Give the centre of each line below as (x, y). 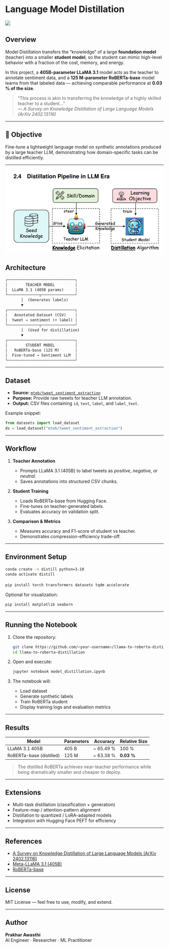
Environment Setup (36, 557)
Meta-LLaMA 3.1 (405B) (37, 864)
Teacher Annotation (34, 461)
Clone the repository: (34, 637)
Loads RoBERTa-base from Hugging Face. (64, 501)
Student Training (30, 491)
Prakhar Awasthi (23, 934)
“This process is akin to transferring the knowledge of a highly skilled (89, 98)
